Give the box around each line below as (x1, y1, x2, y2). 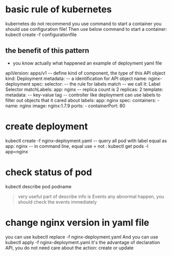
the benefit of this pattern (5, 46, 89, 55)
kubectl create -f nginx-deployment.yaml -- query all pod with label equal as (5, 137, 167, 144)
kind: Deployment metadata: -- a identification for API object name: (5, 75, 147, 82)
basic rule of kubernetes (5, 4, 112, 15)
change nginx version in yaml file (5, 216, 149, 228)
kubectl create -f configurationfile (5, 31, 77, 37)
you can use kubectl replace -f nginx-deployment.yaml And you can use (5, 233, 158, 240)
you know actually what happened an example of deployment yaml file (12, 60, 162, 66)
